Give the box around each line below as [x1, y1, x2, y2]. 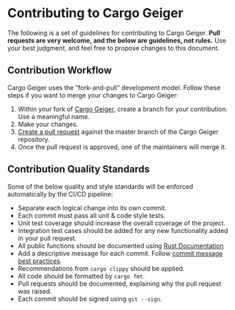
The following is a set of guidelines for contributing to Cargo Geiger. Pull [7, 29, 221, 37]
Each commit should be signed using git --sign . [17, 294, 162, 303]
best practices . [17, 257, 62, 265]
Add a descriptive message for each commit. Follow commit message [17, 249, 223, 257]
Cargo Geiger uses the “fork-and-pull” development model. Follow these [7, 83, 221, 92]
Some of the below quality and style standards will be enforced [7, 182, 194, 190]
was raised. [17, 286, 52, 295]
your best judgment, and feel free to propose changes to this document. [7, 43, 220, 52]
